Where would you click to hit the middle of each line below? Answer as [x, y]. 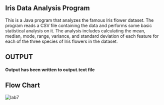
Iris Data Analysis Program [47, 8]
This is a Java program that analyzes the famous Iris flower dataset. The [79, 20]
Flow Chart [22, 85]
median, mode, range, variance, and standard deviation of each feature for [82, 36]
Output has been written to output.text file [50, 70]
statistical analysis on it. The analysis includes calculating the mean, [75, 31]
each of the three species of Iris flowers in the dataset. [61, 41]
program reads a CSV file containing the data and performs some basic [79, 25]
